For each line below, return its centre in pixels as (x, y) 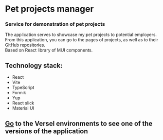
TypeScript (23, 87)
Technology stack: (34, 65)
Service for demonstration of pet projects (55, 24)
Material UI (23, 108)
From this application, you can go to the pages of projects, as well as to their (81, 40)
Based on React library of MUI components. (49, 50)
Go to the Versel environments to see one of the (79, 123)
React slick (23, 103)
